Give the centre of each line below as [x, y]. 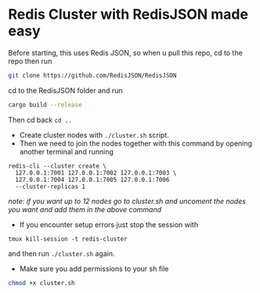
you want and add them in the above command [85, 209]
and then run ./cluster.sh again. [61, 253]
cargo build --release [45, 105]
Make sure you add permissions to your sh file [94, 269]
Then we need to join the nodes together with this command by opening [136, 143]
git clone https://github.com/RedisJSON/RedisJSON [92, 75]
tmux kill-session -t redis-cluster [68, 239]
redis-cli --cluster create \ [58, 166]
